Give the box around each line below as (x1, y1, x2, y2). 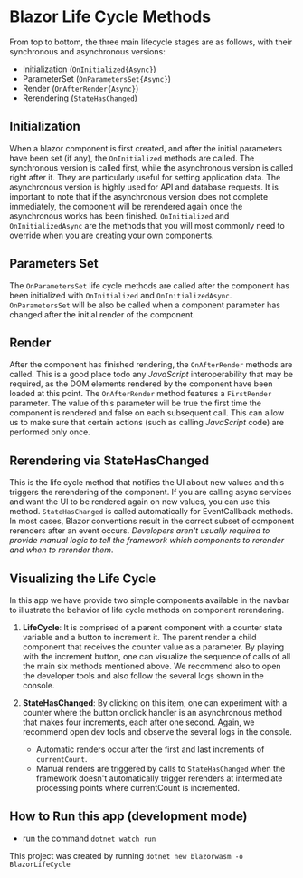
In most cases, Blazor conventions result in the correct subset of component (9, 515, 295, 527)
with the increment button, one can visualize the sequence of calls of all (22, 651, 291, 661)
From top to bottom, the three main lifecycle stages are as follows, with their (9, 36, 292, 47)
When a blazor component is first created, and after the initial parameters (9, 142, 283, 153)
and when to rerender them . (9, 544, 114, 555)
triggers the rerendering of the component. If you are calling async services (9, 487, 292, 498)
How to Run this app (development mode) (9, 809, 248, 824)
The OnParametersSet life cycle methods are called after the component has (9, 279, 289, 291)
